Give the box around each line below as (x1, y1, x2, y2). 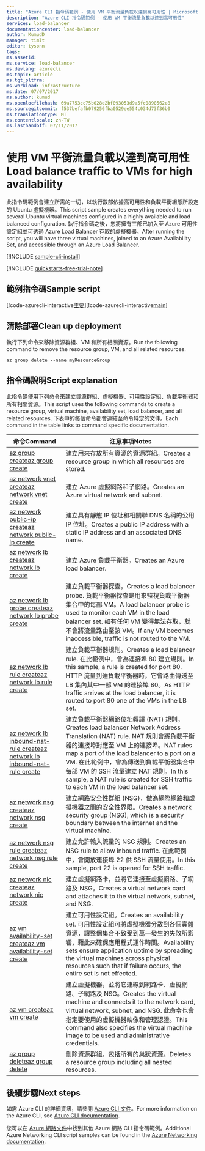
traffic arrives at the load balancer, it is (65, 689, 176, 697)
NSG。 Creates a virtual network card (79, 884, 186, 892)
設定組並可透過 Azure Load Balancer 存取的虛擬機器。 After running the (6, 228, 185, 235)
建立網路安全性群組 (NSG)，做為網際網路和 (65, 793, 189, 802)
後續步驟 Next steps (6, 1087, 81, 1098)
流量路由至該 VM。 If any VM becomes (84, 626, 194, 635)
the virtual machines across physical (65, 953, 170, 962)
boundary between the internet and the (65, 818, 178, 827)
